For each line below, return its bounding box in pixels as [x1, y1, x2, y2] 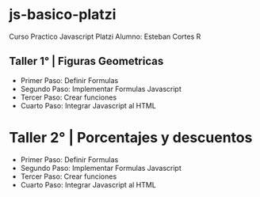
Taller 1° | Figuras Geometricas [9, 55, 164, 68]
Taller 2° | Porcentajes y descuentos [9, 128, 253, 146]
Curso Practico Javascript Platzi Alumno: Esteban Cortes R [9, 32, 201, 41]
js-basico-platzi [9, 6, 117, 24]
